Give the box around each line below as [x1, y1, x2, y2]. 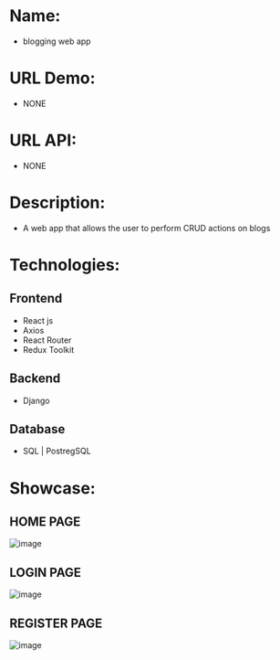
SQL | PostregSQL [22, 445, 91, 457]
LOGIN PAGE [9, 564, 82, 580]
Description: [9, 193, 106, 213]
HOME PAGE [9, 514, 81, 529]
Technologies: [9, 254, 120, 275]
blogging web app [22, 36, 91, 47]
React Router [22, 335, 72, 346]
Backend [9, 371, 61, 387]
